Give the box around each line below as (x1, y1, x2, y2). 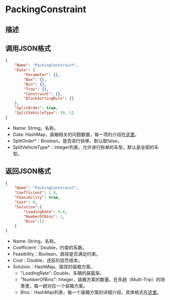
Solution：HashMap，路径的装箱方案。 (12, 264, 95, 270)
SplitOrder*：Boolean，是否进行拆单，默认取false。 (12, 137, 123, 144)
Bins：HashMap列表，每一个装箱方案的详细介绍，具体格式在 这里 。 (20, 289, 162, 295)
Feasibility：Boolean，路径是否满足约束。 (12, 251, 101, 257)
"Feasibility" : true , (14, 195, 60, 200)
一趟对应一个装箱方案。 (38, 283, 88, 289)
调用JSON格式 (5, 44, 51, 53)
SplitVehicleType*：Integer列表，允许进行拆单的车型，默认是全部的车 (12, 144, 159, 150)
